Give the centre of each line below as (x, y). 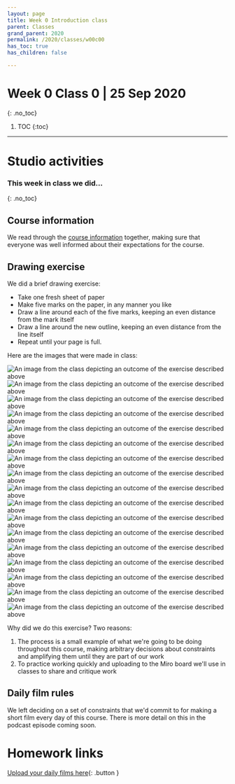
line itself (30, 334)
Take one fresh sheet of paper (61, 297)
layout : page (26, 14)
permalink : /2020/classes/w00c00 (56, 40)
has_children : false (37, 53)
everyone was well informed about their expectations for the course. (106, 245)
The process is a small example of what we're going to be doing (109, 641)
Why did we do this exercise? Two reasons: (70, 628)
